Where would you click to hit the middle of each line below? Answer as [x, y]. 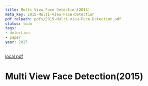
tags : [11, 28]
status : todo [19, 24]
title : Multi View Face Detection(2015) [48, 10]
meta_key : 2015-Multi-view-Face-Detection [50, 14]
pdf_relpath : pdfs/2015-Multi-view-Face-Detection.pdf [63, 19]
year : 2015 [16, 42]
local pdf [14, 56]
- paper [13, 38]
